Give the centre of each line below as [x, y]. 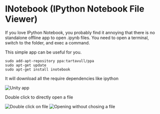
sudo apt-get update [26, 65]
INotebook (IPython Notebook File [75, 9]
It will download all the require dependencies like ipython [62, 78]
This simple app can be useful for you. [43, 52]
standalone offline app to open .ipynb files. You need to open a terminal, [77, 38]
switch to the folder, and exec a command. [48, 43]
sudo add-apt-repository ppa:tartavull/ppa [50, 61]
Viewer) [21, 19]
